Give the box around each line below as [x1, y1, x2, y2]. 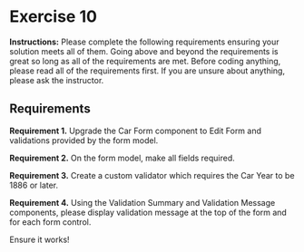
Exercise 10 [9, 6, 98, 27]
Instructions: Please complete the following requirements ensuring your [9, 36, 279, 47]
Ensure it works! [9, 234, 70, 245]
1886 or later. [9, 179, 59, 190]
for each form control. [9, 216, 92, 228]
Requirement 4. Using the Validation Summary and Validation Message [9, 197, 276, 208]
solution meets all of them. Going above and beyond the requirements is [9, 45, 279, 56]
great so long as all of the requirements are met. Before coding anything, [9, 55, 281, 66]
